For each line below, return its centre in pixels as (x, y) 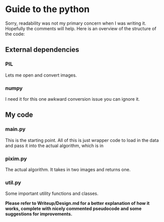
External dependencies (42, 50)
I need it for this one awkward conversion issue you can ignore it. (72, 99)
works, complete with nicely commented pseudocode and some (73, 209)
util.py (13, 182)
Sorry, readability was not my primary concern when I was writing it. (76, 23)
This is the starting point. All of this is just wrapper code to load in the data (82, 140)
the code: (15, 34)
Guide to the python (47, 9)
